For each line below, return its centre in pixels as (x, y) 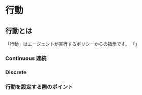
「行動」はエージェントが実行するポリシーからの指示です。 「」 (73, 44)
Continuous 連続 (26, 58)
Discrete (16, 72)
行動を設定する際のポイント (39, 87)
